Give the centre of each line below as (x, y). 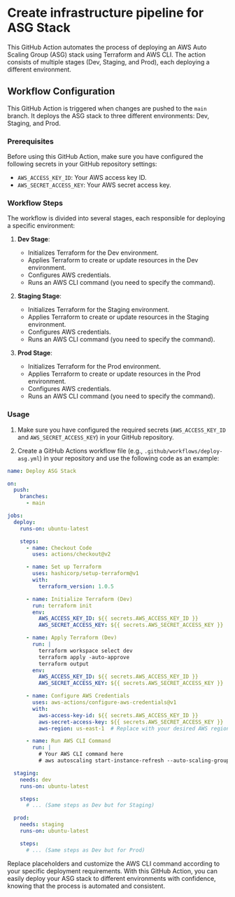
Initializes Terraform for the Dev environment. (93, 253)
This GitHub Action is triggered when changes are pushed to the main (107, 108)
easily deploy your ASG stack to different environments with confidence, (112, 878)
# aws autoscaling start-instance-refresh (101, 761)
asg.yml (28, 459)
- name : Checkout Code (59, 548)
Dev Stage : (34, 239)
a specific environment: (41, 226)
